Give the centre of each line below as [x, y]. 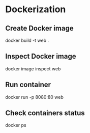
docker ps [16, 125]
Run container [28, 85]
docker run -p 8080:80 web [34, 97]
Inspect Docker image [41, 56]
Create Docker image [39, 28]
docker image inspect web [33, 69]
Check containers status [45, 113]
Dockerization [36, 9]
